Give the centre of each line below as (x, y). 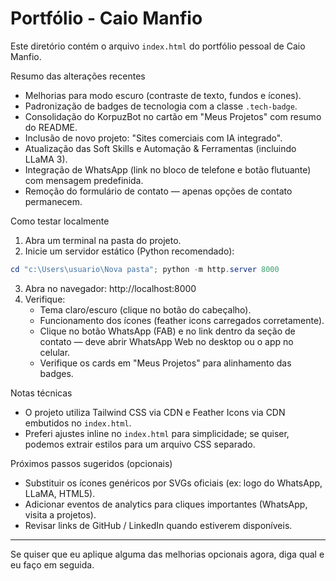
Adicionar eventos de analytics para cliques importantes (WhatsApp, (166, 504)
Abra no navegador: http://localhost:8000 (110, 288)
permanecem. (53, 201)
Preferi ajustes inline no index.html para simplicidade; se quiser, (157, 433)
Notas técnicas (41, 393)
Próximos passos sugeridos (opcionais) (91, 463)
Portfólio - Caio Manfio (106, 18)
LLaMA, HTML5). (60, 493)
